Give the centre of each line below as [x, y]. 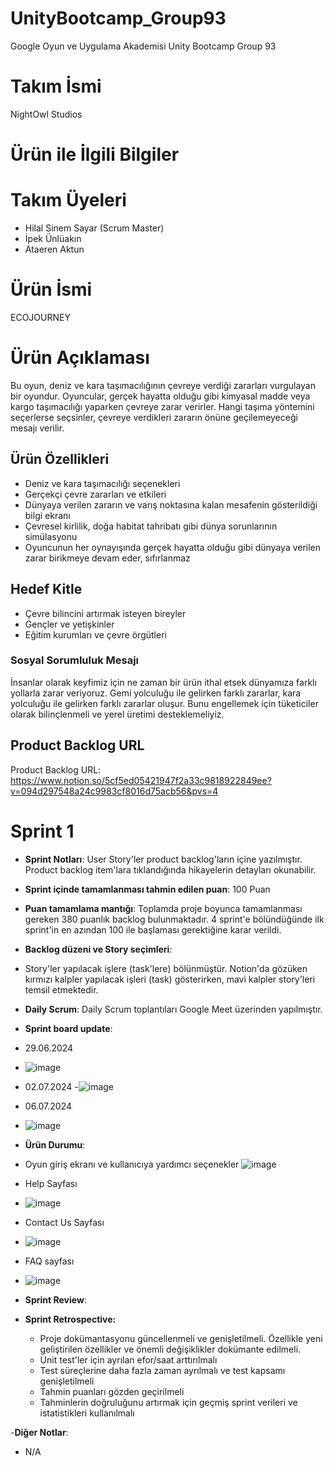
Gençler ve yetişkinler [69, 624]
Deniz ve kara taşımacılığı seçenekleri [102, 483]
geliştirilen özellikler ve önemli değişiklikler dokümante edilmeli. [170, 1349]
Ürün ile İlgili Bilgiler [95, 154]
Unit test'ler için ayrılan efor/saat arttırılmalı [128, 1359]
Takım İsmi [56, 86]
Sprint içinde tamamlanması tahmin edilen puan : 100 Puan [147, 889]
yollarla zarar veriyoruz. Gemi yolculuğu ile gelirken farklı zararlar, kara [156, 693]
